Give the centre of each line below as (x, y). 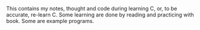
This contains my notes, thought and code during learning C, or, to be (92, 9)
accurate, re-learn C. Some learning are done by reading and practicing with (100, 15)
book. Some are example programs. (50, 21)
